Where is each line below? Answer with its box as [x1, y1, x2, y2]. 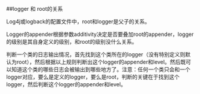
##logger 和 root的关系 [6, 5, 63, 12]
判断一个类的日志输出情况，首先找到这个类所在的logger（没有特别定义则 [6, 51, 186, 58]
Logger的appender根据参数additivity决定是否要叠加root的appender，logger [6, 31, 194, 38]
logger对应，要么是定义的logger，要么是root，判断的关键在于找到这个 [6, 74, 180, 80]
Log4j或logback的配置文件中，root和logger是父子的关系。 [6, 18, 150, 25]
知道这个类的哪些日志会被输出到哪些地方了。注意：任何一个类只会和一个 [11, 66, 190, 73]
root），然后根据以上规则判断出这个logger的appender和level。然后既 [16, 59, 186, 65]
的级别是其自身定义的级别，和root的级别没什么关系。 [6, 38, 138, 45]
